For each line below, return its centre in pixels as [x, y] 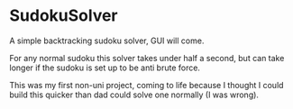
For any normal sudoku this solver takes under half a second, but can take [147, 58]
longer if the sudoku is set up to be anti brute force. [105, 68]
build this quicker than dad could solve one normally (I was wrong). [134, 95]
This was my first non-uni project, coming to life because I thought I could [146, 85]
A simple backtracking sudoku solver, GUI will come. [107, 41]
